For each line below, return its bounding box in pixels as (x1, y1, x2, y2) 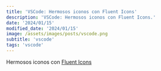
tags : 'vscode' (6, 42, 44, 48)
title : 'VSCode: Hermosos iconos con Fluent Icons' (6, 8, 137, 15)
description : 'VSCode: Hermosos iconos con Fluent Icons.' (6, 14, 156, 20)
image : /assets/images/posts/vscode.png (6, 31, 109, 37)
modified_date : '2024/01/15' (6, 25, 79, 32)
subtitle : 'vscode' (6, 36, 55, 42)
